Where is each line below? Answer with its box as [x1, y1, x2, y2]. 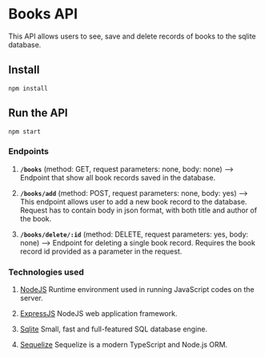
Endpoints [8, 146, 50, 157]
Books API [8, 5, 78, 23]
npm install [8, 84, 48, 92]
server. [19, 294, 44, 303]
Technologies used [8, 266, 84, 278]
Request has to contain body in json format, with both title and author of [19, 205, 258, 215]
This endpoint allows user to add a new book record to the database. [19, 197, 247, 206]
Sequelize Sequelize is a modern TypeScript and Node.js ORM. [19, 340, 228, 350]
